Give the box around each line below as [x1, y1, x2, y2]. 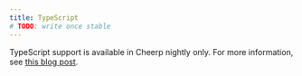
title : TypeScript [9, 13, 79, 23]
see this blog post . [9, 56, 79, 67]
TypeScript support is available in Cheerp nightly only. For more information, [9, 46, 294, 57]
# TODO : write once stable [9, 22, 111, 31]
